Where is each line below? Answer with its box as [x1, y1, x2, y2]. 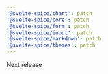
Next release [6, 61, 42, 69]
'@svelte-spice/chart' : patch [6, 10, 93, 17]
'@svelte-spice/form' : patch [6, 23, 90, 29]
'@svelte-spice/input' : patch [6, 29, 93, 36]
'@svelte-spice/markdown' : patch [6, 36, 102, 42]
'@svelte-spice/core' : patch [6, 16, 90, 23]
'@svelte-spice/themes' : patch [6, 42, 96, 49]
